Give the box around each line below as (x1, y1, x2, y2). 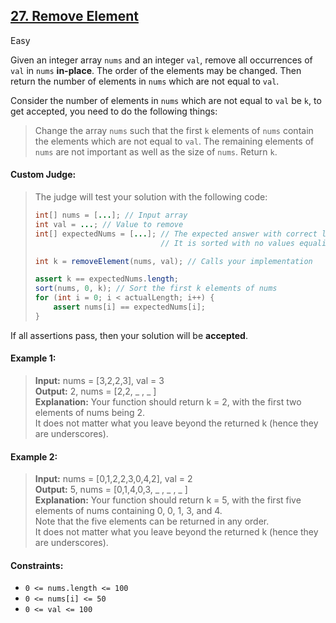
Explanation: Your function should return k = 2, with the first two (34, 395, 302, 408)
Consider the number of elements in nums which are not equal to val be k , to (10, 94, 322, 106)
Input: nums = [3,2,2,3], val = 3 (34, 374, 165, 386)
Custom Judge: (10, 169, 77, 181)
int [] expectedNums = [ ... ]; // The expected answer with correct (34, 229, 318, 239)
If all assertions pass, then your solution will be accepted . (10, 329, 248, 341)
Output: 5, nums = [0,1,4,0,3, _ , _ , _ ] (34, 484, 188, 496)
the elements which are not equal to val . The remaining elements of (34, 135, 315, 147)
